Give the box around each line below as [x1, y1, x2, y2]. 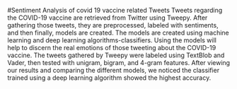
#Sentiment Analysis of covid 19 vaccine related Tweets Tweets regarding [7, 6, 223, 14]
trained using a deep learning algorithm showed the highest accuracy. [7, 73, 212, 82]
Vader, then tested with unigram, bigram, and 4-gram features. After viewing [7, 59, 231, 66]
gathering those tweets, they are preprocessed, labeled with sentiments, [7, 21, 219, 29]
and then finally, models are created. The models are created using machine [7, 28, 230, 37]
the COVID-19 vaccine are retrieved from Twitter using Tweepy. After [7, 13, 208, 22]
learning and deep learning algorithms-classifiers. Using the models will [7, 36, 217, 44]
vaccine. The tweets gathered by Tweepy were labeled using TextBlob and [7, 51, 225, 59]
